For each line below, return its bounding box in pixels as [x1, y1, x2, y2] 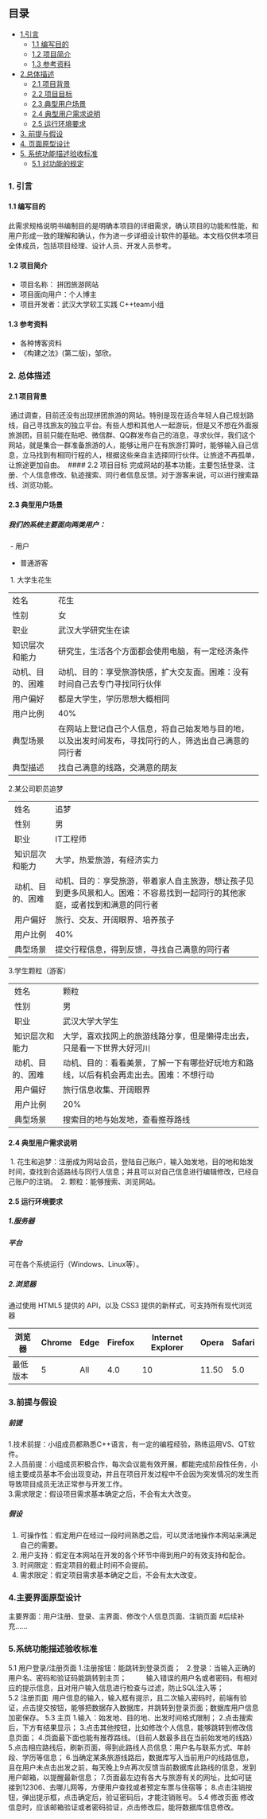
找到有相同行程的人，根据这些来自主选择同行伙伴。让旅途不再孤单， [35, 450, 259, 460]
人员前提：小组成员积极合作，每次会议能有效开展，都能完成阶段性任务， [14, 1459, 252, 1469]
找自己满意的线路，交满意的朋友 [58, 762, 178, 773]
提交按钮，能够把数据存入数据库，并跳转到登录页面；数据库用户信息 [35, 1703, 259, 1712]
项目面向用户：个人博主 [19, 290, 97, 299]
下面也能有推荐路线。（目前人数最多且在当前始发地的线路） [64, 1732, 257, 1742]
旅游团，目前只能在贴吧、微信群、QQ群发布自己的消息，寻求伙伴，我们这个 [8, 430, 256, 440]
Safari [231, 1337, 255, 1348]
